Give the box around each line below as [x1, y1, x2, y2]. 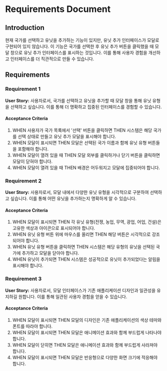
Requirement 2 [5, 177, 42, 184]
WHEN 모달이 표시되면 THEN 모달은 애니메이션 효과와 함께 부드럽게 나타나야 [12, 329, 162, 335]
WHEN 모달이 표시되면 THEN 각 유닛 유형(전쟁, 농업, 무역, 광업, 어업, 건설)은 [12, 219, 162, 225]
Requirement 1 [5, 86, 41, 93]
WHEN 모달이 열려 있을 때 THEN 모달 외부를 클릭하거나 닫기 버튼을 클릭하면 [12, 152, 161, 158]
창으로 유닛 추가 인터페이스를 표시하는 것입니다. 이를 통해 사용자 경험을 [10, 50, 148, 55]
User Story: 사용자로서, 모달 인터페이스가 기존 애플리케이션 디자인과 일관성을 [5, 287, 156, 293]
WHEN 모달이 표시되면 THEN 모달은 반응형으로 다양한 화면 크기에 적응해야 [12, 354, 158, 360]
